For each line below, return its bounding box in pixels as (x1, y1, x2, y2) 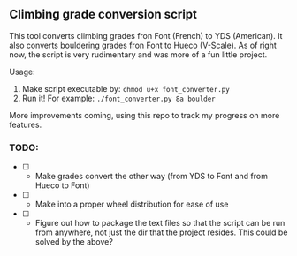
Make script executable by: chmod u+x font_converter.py (21, 83, 230, 94)
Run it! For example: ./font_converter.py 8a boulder (21, 93, 217, 103)
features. (9, 119, 42, 130)
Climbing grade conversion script (9, 7, 197, 22)
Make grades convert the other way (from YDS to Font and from (34, 171, 268, 182)
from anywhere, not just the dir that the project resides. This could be (34, 227, 288, 237)
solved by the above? (34, 237, 113, 247)
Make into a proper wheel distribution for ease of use (34, 199, 229, 210)
